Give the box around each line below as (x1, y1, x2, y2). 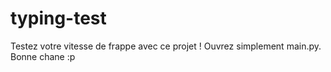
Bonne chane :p (10, 50, 76, 62)
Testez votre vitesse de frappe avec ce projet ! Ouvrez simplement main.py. (10, 40, 322, 52)
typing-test (10, 7, 107, 30)
